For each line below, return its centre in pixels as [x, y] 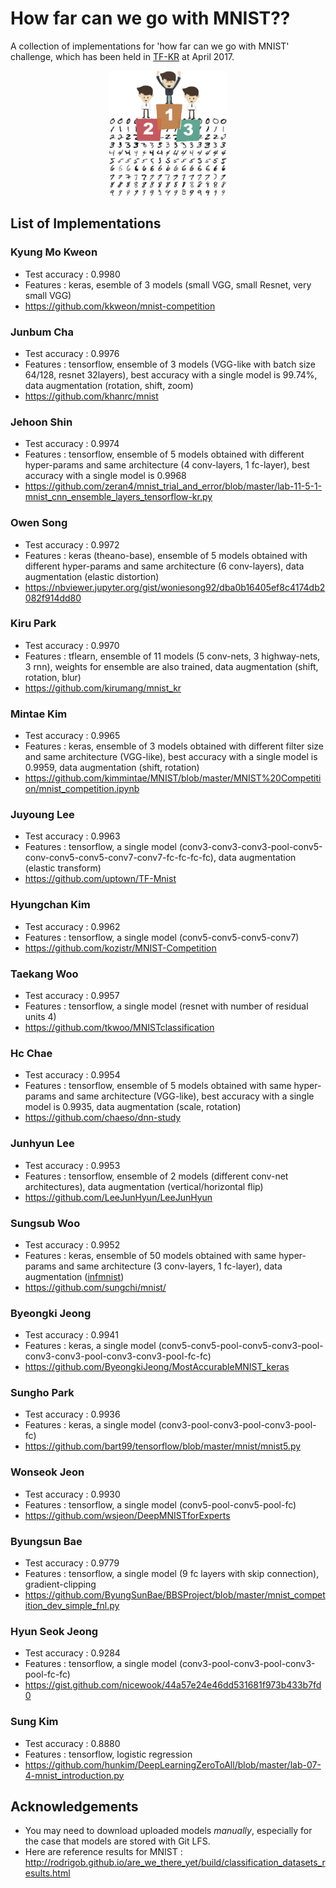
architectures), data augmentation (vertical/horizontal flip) [144, 1186]
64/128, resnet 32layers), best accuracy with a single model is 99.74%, [171, 374]
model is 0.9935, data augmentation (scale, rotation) [133, 1107]
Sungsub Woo [45, 1223]
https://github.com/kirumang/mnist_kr [103, 688]
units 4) [40, 1016]
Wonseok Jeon [47, 1472]
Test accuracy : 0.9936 [72, 1414]
